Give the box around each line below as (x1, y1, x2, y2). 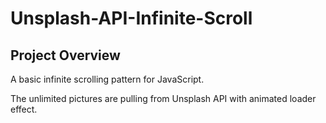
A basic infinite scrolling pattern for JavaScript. (10, 73, 205, 85)
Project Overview (10, 47, 121, 64)
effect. (10, 103, 38, 115)
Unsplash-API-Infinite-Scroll (10, 7, 253, 30)
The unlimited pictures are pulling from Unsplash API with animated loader (10, 93, 317, 104)
